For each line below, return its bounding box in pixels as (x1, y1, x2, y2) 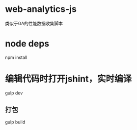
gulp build (5, 119, 26, 125)
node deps (5, 38, 50, 49)
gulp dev (5, 90, 23, 96)
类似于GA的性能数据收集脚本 (5, 20, 63, 26)
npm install (5, 54, 27, 60)
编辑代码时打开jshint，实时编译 (5, 73, 132, 85)
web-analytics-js (5, 3, 77, 15)
